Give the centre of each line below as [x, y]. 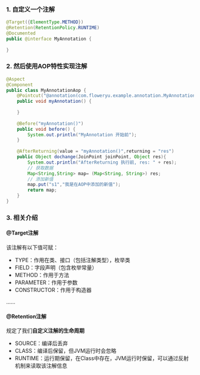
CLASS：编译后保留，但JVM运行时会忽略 [65, 351]
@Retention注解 [26, 316]
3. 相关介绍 [22, 217]
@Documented [21, 33]
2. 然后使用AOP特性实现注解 [47, 66]
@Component [20, 85]
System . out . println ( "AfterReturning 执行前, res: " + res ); [102, 162]
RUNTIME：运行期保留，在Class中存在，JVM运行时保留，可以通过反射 [102, 358]
